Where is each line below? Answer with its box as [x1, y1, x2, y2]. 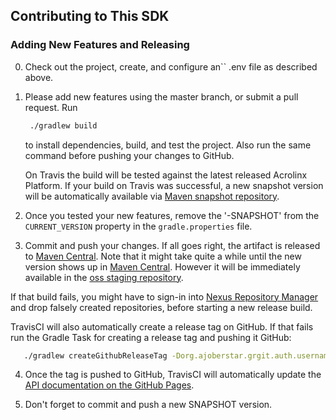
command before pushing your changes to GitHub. [24, 149, 235, 161]
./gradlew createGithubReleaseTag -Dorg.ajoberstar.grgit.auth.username [23, 350, 333, 361]
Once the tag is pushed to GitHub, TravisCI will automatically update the [24, 369, 322, 381]
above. [24, 71, 54, 83]
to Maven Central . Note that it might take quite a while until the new [24, 250, 302, 262]
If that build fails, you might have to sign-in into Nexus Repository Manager [10, 290, 319, 303]
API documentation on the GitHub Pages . [24, 379, 195, 391]
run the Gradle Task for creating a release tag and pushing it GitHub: [10, 331, 292, 343]
